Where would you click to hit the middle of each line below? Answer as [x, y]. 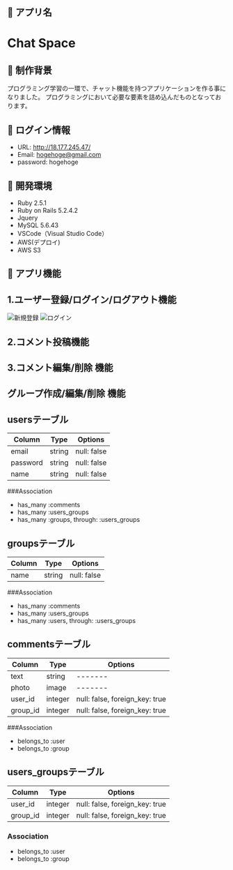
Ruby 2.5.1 [32, 203]
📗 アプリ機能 [34, 274]
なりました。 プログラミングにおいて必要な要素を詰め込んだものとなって [111, 97]
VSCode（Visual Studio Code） [63, 234]
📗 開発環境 [30, 186]
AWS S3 [29, 250]
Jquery [27, 218]
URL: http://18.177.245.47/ [54, 147]
